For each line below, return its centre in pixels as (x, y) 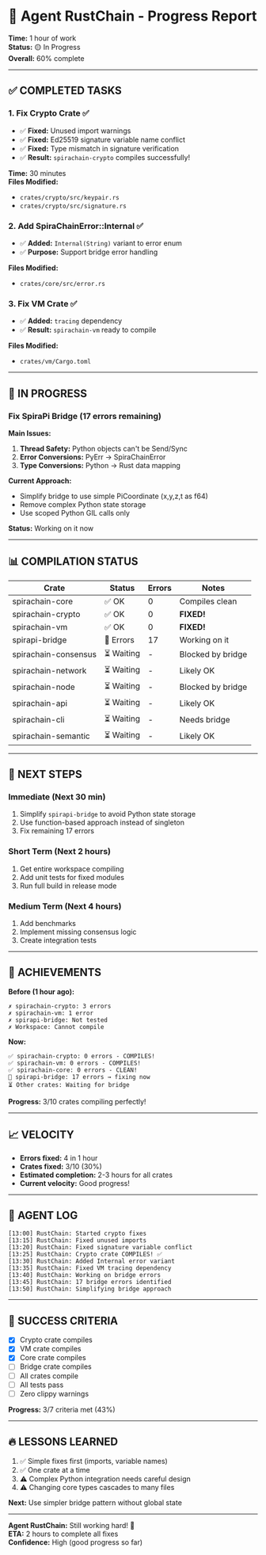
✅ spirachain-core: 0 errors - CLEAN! (73, 1070)
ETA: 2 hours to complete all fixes (63, 1534)
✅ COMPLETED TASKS (65, 91)
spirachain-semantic (51, 736)
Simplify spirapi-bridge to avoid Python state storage (108, 814)
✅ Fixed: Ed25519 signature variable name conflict (103, 139)
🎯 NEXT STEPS (45, 774)
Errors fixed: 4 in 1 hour (59, 1158)
